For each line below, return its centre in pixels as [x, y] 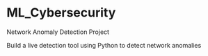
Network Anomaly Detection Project [58, 32]
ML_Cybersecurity [61, 13]
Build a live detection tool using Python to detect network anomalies [104, 45]
